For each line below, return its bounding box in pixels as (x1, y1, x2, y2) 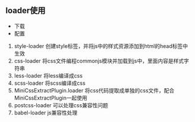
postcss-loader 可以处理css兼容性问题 (14, 101, 108, 108)
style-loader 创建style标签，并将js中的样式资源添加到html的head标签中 (14, 42, 188, 49)
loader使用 (5, 5, 46, 16)
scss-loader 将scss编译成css (14, 79, 86, 86)
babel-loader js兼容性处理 (14, 109, 78, 116)
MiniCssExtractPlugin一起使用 (14, 94, 87, 101)
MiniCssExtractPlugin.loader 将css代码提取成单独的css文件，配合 (14, 86, 175, 94)
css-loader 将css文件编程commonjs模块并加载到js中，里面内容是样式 (14, 57, 184, 64)
